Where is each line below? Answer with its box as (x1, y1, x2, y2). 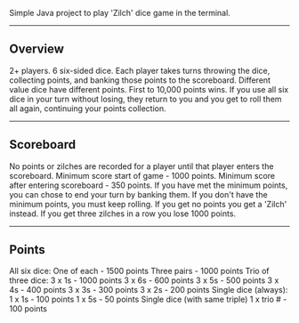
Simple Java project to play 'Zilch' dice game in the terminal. (9, 8, 231, 18)
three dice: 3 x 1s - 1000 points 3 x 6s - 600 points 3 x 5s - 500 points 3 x (9, 275, 279, 286)
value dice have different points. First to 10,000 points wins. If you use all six (9, 84, 289, 94)
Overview (9, 42, 65, 57)
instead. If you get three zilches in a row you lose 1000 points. (9, 208, 237, 219)
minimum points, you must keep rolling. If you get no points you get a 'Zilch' (9, 198, 287, 209)
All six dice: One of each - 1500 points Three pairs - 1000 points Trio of (9, 266, 270, 277)
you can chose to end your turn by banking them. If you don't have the (9, 189, 269, 199)
